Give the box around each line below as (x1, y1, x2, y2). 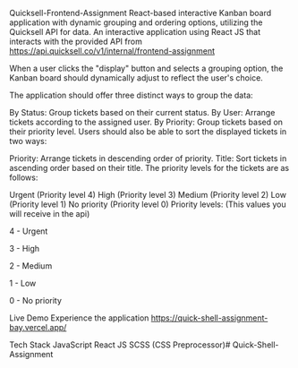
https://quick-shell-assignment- (150, 312, 268, 323)
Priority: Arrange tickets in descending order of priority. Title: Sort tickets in (9, 153, 287, 164)
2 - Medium (9, 261, 53, 271)
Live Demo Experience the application (9, 312, 149, 323)
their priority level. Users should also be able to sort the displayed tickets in (9, 126, 287, 137)
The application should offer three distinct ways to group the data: (9, 90, 253, 100)
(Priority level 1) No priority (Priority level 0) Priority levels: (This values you (9, 199, 286, 210)
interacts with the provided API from (9, 36, 143, 47)
